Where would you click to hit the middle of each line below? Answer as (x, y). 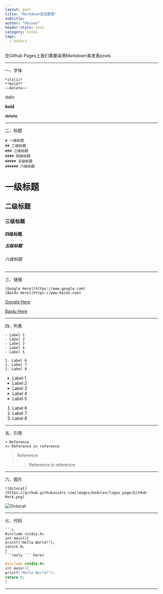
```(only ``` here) (25, 555)
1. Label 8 (16, 369)
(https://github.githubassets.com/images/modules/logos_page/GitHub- (77, 493)
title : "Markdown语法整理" (31, 14)
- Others (18, 41)
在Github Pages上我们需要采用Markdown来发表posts (58, 55)
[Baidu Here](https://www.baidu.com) (43, 293)
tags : (10, 37)
